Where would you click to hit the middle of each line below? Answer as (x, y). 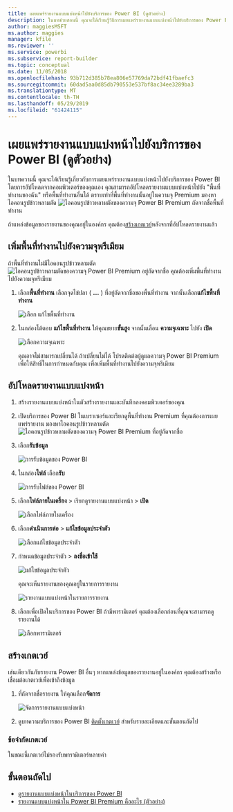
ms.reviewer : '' (31, 46)
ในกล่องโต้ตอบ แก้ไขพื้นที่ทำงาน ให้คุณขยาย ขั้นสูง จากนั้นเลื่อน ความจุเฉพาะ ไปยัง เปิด (115, 328)
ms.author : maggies (36, 33)
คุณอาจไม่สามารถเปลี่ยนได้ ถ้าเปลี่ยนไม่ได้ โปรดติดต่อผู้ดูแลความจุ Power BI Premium (118, 355)
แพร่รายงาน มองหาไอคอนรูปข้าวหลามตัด (63, 424)
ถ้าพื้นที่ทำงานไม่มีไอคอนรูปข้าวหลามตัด (52, 263)
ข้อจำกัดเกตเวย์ (28, 740)
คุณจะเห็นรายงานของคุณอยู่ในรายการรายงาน (68, 584)
